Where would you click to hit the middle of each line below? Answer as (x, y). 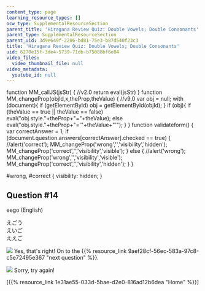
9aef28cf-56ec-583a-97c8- (164, 251)
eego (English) (25, 210)
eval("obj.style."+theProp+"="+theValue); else (65, 118)
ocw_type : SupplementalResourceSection (57, 23)
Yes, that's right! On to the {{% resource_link (70, 251)
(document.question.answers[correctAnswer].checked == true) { (88, 138)
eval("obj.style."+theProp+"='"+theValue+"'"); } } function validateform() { (100, 125)
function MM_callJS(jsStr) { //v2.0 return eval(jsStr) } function (84, 92)
